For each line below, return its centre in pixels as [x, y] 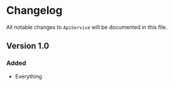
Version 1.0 [28, 46]
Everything [28, 76]
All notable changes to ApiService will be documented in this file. [87, 27]
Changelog [34, 11]
